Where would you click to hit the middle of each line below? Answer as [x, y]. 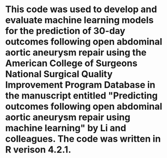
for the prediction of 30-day [65, 31]
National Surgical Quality [59, 74]
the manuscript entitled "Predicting [82, 96]
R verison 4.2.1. [38, 150]
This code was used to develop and [81, 9]
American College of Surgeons [72, 63]
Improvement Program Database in [80, 85]
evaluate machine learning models [79, 20]
